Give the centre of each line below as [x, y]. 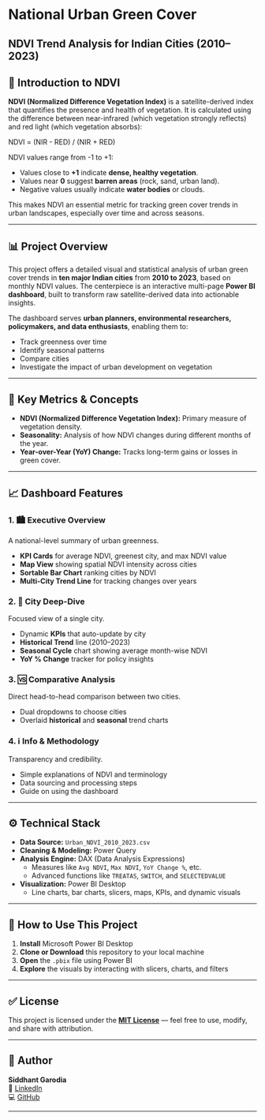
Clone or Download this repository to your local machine [112, 952]
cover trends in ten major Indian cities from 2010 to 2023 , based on [119, 278]
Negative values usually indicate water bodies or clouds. [112, 189]
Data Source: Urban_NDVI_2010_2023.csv [85, 842]
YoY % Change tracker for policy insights [86, 659]
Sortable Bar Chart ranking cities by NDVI [88, 572]
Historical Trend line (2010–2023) [75, 642]
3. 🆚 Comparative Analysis [62, 679]
